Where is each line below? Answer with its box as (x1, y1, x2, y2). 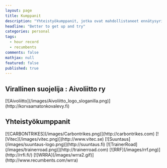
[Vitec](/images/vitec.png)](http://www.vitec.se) (5, 136, 104, 142)
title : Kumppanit (5, 13, 41, 18)
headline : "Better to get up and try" (5, 24, 85, 29)
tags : (5, 34, 16, 39)
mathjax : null (5, 55, 35, 60)
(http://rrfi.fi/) (5, 152, 33, 158)
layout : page (5, 8, 32, 13)
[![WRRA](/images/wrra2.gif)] (33, 152, 94, 158)
